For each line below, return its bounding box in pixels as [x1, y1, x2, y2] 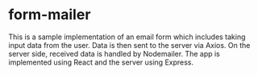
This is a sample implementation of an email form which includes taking [8, 32, 246, 41]
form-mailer [8, 6, 91, 24]
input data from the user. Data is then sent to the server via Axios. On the [8, 40, 251, 49]
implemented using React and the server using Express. [8, 57, 194, 67]
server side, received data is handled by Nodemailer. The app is [8, 49, 220, 58]
